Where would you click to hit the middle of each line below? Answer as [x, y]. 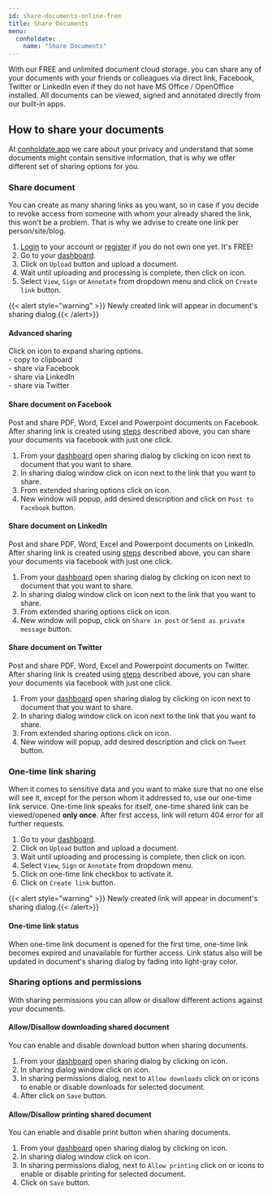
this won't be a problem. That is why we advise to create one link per [124, 222]
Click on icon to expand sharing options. [76, 351]
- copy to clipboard [41, 360]
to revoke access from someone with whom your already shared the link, [130, 214]
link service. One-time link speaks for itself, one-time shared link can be [129, 807]
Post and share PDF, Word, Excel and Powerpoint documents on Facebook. [134, 422]
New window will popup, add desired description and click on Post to [137, 499]
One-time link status [44, 926]
